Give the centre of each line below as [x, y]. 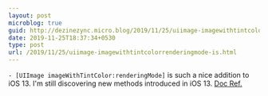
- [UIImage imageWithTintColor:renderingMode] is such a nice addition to [129, 75]
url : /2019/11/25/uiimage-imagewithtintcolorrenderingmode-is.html [123, 52]
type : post [26, 45]
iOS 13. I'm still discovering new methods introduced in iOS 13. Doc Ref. [125, 83]
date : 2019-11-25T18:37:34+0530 [62, 38]
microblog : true [35, 23]
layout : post [30, 15]
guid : [17, 30]
